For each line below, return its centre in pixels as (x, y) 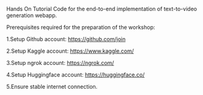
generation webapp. (32, 15)
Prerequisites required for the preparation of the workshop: (81, 27)
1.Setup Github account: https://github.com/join (66, 39)
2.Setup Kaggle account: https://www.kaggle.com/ (70, 51)
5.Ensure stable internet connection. (52, 86)
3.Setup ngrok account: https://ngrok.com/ (60, 63)
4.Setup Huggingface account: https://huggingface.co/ (76, 75)
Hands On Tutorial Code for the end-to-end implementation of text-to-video (102, 9)
